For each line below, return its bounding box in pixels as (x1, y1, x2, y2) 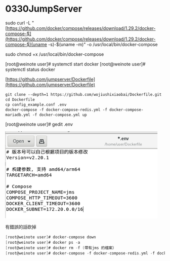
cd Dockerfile (5, 97, 35, 102)
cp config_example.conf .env (5, 102, 67, 107)
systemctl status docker (5, 66, 56, 72)
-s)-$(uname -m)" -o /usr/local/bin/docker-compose (48, 41, 158, 47)
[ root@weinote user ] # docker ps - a (5, 240, 80, 245)
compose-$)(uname (5, 41, 47, 47)
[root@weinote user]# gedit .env (5, 121, 73, 127)
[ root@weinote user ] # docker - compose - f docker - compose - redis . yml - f (5, 250, 155, 256)
